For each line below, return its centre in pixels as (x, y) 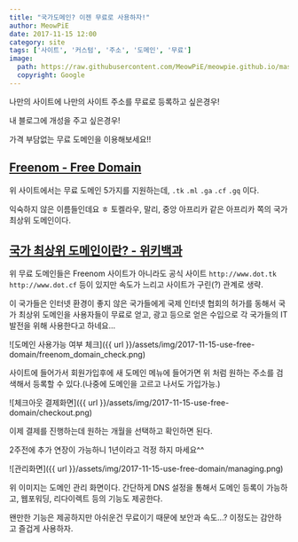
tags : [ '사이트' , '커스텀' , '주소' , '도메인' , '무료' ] (101, 51)
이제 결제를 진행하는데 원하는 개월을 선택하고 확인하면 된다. (111, 431)
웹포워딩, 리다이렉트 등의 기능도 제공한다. (92, 499)
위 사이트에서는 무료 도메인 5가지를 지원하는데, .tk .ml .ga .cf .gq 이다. (134, 190)
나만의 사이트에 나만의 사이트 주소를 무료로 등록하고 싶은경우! (114, 101)
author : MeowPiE (39, 26)
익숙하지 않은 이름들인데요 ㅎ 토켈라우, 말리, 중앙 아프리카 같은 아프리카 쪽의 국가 (149, 208)
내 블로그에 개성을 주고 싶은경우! (65, 120)
